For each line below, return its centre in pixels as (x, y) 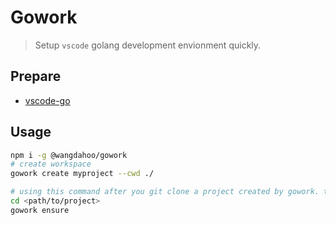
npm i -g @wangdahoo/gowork (69, 155)
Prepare (36, 76)
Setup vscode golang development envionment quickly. (148, 45)
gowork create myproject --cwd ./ (82, 174)
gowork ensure (40, 210)
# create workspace (51, 164)
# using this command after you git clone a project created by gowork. (165, 192)
